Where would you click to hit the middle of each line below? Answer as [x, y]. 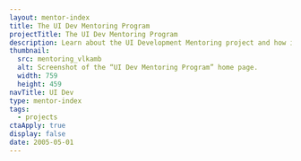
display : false [38, 134]
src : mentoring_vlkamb [60, 59]
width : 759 [38, 76]
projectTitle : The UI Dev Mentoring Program [94, 34]
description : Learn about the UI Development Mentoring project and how [148, 42]
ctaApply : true [38, 126]
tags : [19, 109]
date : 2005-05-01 [42, 142]
